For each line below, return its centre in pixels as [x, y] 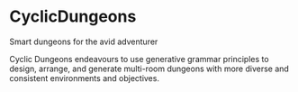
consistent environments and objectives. [85, 78]
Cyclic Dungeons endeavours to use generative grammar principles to [139, 59]
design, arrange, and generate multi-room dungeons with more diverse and [149, 69]
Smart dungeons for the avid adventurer [84, 41]
